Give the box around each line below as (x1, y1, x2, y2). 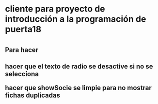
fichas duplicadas (5, 91, 61, 99)
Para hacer (5, 46, 39, 54)
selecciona (5, 70, 39, 78)
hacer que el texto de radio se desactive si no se (5, 62, 153, 70)
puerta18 (5, 24, 42, 35)
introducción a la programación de (5, 13, 146, 25)
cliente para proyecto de (5, 3, 105, 14)
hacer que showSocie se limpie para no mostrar (5, 83, 152, 92)
